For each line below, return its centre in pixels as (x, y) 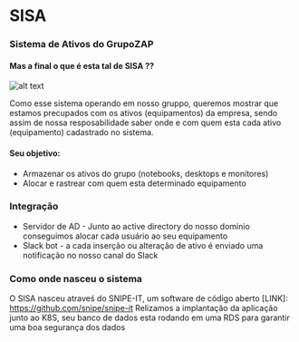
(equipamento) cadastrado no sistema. (82, 132)
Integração (34, 207)
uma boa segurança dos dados (68, 327)
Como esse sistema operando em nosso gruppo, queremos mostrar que (144, 103)
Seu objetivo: (35, 153)
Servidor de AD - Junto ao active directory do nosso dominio (136, 226)
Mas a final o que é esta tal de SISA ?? (82, 65)
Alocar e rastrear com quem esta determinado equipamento (134, 183)
